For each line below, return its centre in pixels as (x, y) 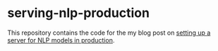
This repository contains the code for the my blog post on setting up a (109, 33)
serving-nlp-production (79, 13)
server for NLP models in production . (61, 40)
